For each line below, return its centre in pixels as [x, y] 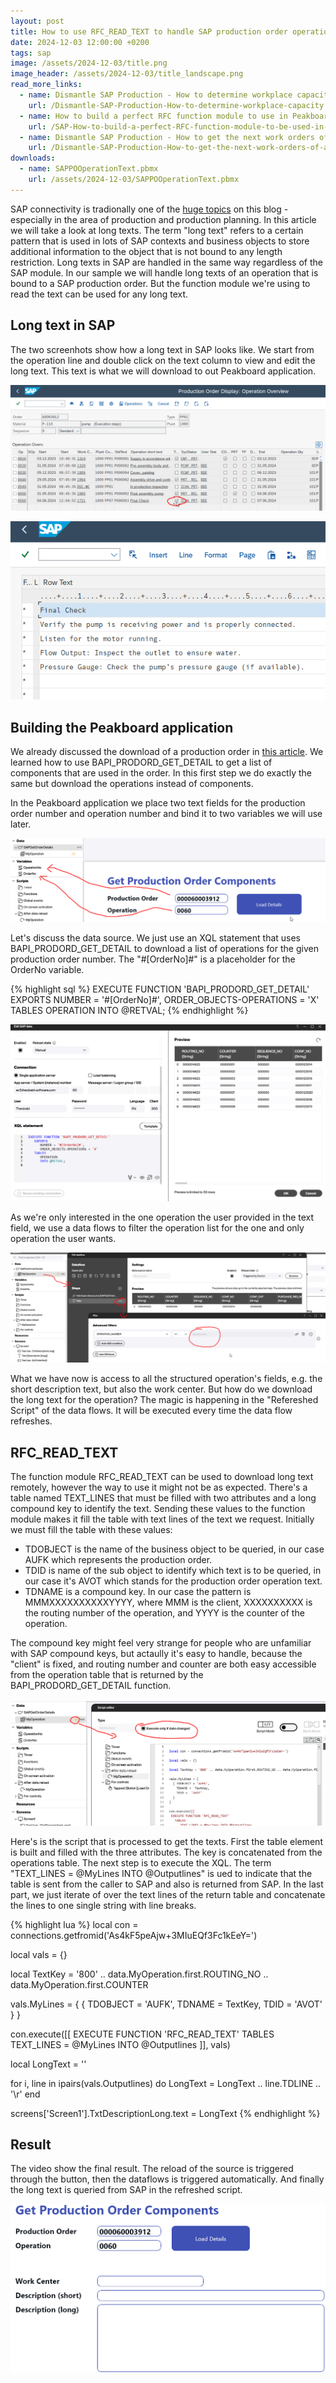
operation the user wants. [63, 1239]
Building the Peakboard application [122, 727]
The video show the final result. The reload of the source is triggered [152, 2169]
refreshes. [31, 1421]
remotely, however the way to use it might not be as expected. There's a [159, 1487]
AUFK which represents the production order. [118, 1560]
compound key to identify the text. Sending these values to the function [158, 1509]
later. [21, 824]
